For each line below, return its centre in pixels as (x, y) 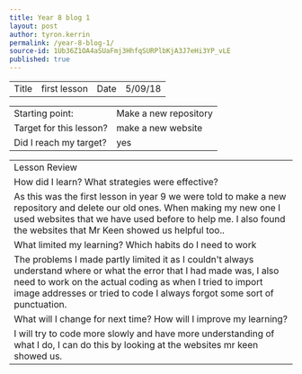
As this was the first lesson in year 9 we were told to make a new (150, 196)
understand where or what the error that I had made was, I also (147, 271)
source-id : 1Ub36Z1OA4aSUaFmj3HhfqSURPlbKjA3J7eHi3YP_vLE (120, 51)
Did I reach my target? (60, 142)
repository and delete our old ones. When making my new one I (147, 208)
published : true (40, 59)
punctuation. (40, 304)
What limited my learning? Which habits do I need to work (135, 245)
